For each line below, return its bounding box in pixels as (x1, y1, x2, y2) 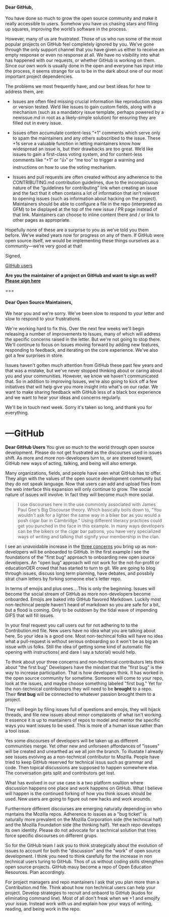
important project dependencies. (5, 73, 74, 79)
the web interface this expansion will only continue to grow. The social (5, 486, 151, 492)
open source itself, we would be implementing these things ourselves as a (5, 238, 159, 244)
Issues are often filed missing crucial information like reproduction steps (12, 99, 163, 105)
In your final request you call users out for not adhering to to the (5, 622, 138, 629)
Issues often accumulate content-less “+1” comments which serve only (12, 130, 160, 136)
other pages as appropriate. (12, 217, 71, 223)
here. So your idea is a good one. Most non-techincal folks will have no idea (5, 633, 163, 639)
